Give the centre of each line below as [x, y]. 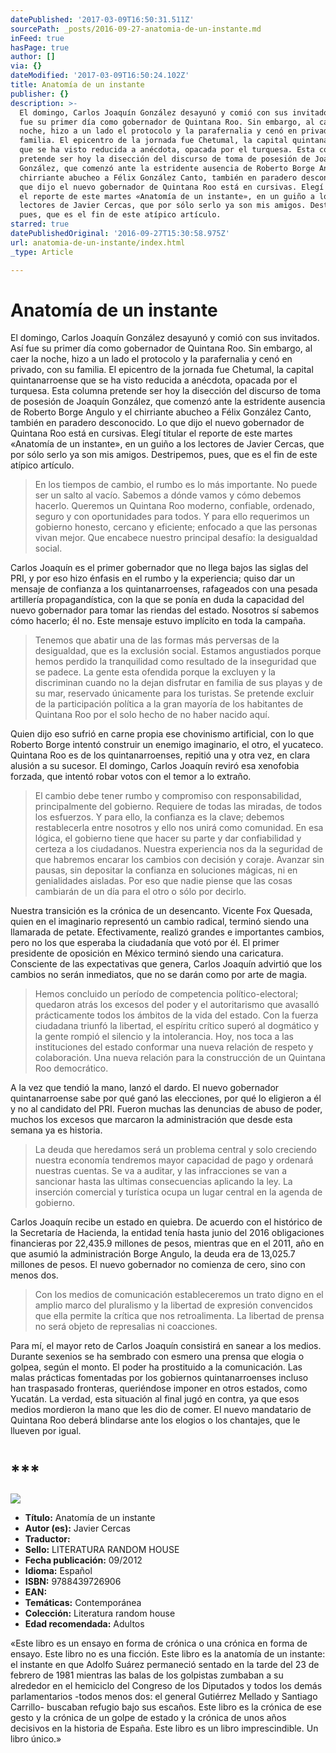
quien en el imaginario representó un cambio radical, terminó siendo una [160, 922]
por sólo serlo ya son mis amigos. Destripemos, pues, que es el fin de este [164, 455]
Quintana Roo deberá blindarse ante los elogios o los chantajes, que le [155, 1420]
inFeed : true [37, 38]
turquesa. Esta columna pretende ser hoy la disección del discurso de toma [166, 391]
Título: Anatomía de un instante [90, 1518]
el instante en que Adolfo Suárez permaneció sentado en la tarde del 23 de [165, 1665]
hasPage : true [40, 47]
